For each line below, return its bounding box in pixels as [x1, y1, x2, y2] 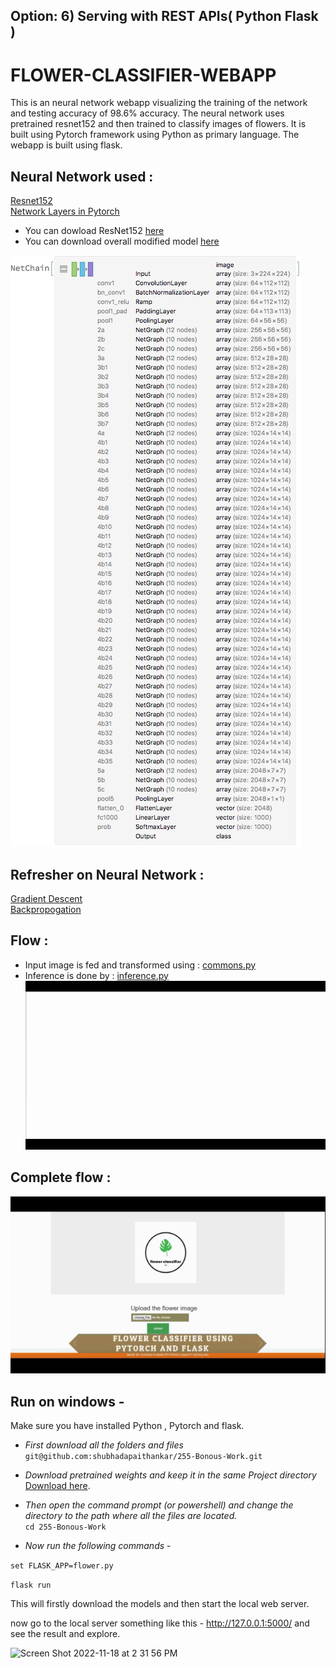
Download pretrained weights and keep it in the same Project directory [24, 1469, 317, 1481]
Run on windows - [10, 1393, 125, 1410]
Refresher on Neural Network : [10, 866, 205, 883]
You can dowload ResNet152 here [24, 225, 165, 237]
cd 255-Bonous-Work [24, 1522, 107, 1532]
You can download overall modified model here [24, 235, 220, 248]
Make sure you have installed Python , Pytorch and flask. [10, 1420, 245, 1431]
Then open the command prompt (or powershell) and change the [24, 1499, 294, 1511]
